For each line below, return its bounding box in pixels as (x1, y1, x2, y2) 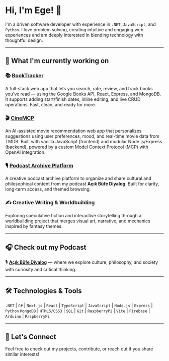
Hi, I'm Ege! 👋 (5, 5, 62, 16)
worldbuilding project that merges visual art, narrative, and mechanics (5, 218, 151, 224)
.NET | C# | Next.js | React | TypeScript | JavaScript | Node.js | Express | (5, 303, 153, 309)
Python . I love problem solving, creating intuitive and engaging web (5, 26, 144, 32)
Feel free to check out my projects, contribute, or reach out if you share (5, 345, 153, 352)
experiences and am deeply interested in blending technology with (5, 32, 143, 38)
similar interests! (5, 351, 39, 357)
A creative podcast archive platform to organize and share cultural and (5, 175, 152, 182)
